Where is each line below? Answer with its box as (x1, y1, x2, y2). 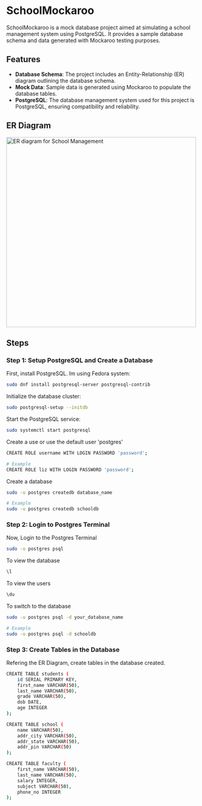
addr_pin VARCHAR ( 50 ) (17, 744, 72, 750)
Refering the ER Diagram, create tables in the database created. (6, 659, 166, 666)
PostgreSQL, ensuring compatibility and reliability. (15, 103, 140, 110)
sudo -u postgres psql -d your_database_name (6, 614, 123, 620)
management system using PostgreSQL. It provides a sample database (6, 30, 183, 37)
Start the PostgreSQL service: (6, 415, 81, 423)
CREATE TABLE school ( (6, 721, 64, 728)
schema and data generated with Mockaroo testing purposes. (6, 36, 161, 44)
